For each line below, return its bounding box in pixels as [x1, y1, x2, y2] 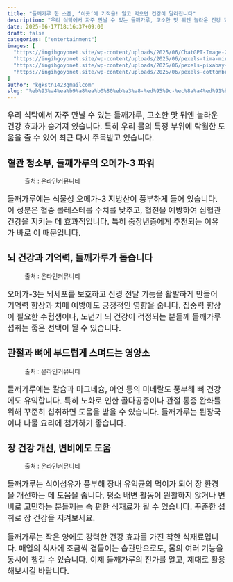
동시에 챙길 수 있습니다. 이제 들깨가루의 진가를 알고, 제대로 [7, 555, 209, 565]
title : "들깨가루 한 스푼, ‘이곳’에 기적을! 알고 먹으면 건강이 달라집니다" [7, 10, 196, 17]
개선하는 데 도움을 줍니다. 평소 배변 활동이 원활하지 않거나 [16, 491, 216, 501]
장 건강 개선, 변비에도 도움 [7, 442, 111, 454]
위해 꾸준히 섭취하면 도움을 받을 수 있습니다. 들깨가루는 [7, 407, 198, 417]
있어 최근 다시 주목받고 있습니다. [42, 133, 155, 143]
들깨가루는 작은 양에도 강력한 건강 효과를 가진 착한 [7, 533, 181, 542]
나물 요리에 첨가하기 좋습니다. [24, 418, 126, 428]
